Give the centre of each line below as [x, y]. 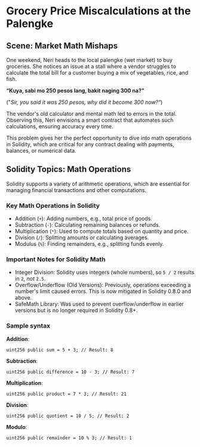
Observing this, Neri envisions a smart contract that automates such [90, 120]
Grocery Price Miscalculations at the [99, 11]
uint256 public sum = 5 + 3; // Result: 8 [60, 350]
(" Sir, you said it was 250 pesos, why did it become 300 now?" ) [84, 102]
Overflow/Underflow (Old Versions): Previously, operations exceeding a [103, 285]
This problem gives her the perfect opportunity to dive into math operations [99, 138]
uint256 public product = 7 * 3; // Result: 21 [67, 394]
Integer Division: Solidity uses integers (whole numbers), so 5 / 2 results [104, 272]
